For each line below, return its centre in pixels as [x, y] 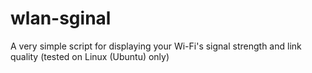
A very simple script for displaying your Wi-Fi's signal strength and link [156, 46]
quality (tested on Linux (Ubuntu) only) [90, 56]
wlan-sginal [61, 18]
